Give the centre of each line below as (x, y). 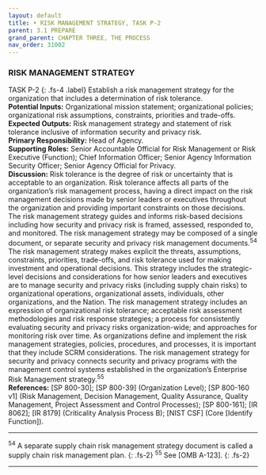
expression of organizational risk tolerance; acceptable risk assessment (125, 311)
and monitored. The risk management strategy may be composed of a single (133, 233)
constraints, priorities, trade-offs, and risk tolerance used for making (120, 260)
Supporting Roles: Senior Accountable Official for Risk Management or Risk (132, 149)
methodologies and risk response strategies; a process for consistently (124, 319)
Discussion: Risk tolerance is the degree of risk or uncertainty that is (121, 174)
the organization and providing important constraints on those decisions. (127, 208)
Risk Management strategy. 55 (56, 379)
